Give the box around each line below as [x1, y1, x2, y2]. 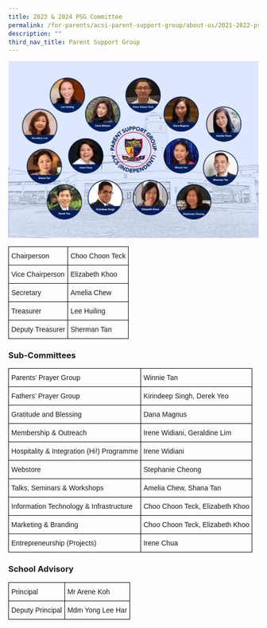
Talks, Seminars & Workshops [11, 483, 104, 493]
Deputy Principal [11, 605, 62, 614]
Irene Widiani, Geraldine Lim [143, 428, 232, 437]
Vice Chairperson [11, 270, 65, 279]
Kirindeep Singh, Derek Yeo [143, 392, 229, 401]
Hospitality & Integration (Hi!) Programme [11, 447, 139, 456]
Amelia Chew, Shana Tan [143, 483, 222, 493]
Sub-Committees [8, 350, 76, 361]
